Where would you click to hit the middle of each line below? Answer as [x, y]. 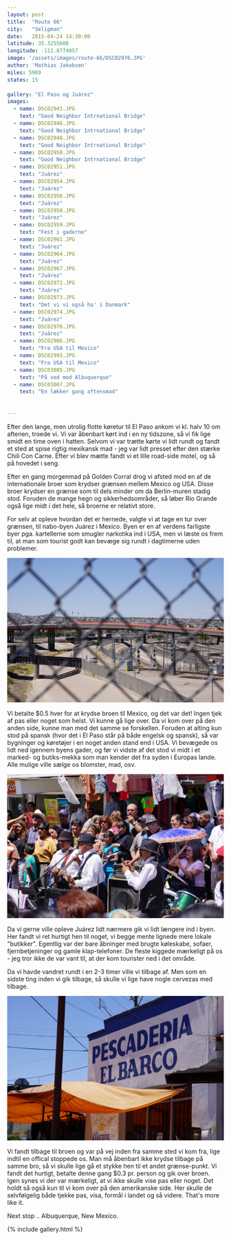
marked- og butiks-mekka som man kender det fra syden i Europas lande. [112, 757]
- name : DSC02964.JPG [44, 254]
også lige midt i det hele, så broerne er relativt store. [81, 505]
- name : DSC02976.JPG [44, 327]
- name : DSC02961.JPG [44, 239]
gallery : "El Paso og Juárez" [51, 94]
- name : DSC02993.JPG [44, 356]
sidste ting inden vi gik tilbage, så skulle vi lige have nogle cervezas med [110, 979]
